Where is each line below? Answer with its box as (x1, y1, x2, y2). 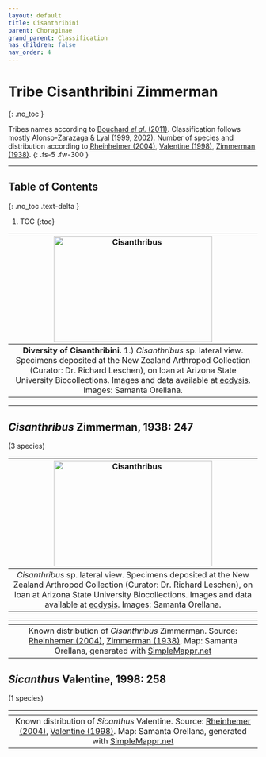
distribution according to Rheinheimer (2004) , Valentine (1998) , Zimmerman (8, 141, 256, 151)
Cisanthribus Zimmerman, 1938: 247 (8, 420, 194, 434)
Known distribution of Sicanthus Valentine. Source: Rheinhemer (15, 716, 251, 727)
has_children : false (8, 41, 77, 49)
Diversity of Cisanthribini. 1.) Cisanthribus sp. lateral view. (22, 345, 244, 356)
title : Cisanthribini (8, 19, 80, 27)
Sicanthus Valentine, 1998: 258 (8, 672, 166, 686)
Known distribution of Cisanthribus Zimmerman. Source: (28, 625, 237, 636)
